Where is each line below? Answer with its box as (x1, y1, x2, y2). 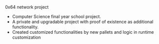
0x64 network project (5, 4, 49, 10)
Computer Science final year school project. (12, 14, 101, 19)
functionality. (12, 24, 39, 30)
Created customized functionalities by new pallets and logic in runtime (12, 29, 154, 35)
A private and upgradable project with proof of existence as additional (12, 19, 154, 24)
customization (12, 34, 41, 40)
